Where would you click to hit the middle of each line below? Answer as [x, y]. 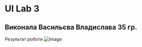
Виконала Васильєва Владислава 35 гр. [71, 27]
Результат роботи [24, 39]
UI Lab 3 [22, 9]
